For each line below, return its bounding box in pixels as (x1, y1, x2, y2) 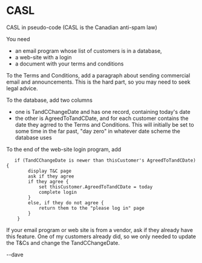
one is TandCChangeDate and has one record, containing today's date (15, 108, 191, 115)
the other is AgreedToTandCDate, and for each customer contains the (15, 115, 189, 122)
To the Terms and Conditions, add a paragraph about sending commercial (6, 72, 191, 79)
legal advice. (6, 84, 38, 92)
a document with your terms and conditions (15, 60, 124, 67)
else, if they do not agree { (28, 199, 104, 206)
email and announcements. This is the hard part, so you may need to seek (6, 78, 191, 85)
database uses (15, 134, 53, 141)
